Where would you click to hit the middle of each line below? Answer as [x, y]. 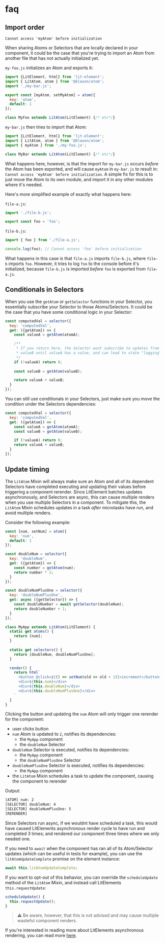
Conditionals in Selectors [44, 290]
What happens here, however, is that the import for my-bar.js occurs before [82, 163]
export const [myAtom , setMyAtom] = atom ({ [50, 95]
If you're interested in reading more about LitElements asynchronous [74, 930]
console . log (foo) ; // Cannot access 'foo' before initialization [73, 249]
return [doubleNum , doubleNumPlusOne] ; [55, 654]
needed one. [18, 839]
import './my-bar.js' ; [28, 86]
